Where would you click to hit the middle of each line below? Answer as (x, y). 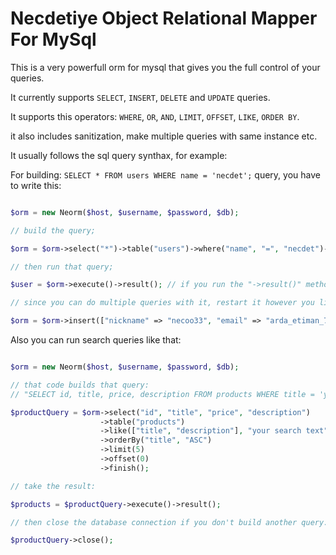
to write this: (36, 185)
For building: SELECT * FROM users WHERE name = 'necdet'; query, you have (165, 174)
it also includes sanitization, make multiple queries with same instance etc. (164, 136)
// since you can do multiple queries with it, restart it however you (162, 303)
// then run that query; (62, 267)
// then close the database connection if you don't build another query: (169, 522)
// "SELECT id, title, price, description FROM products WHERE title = (162, 394)
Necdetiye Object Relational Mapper (164, 18)
